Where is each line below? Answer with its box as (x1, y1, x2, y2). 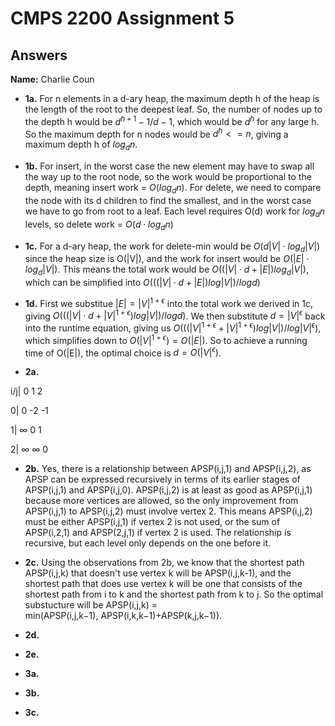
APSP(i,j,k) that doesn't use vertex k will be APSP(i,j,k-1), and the (24, 567, 292, 579)
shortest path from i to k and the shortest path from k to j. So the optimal (24, 588, 324, 601)
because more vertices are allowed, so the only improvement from (24, 495, 299, 507)
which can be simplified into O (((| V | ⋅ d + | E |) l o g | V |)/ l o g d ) (24, 277, 261, 289)
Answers (10, 47, 68, 64)
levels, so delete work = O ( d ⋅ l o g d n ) (24, 218, 174, 232)
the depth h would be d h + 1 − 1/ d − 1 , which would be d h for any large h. (24, 114, 320, 127)
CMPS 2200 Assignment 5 (10, 7, 235, 30)
